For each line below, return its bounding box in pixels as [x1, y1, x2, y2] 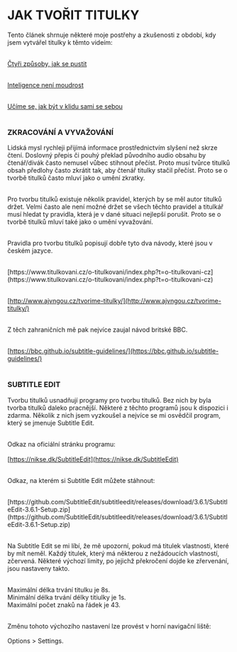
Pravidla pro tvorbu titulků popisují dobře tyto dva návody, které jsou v [7, 239, 213, 248]
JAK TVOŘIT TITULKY [7, 7, 140, 23]
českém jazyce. [7, 246, 53, 255]
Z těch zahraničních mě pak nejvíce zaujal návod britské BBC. [7, 325, 188, 334]
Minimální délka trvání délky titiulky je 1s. [7, 593, 126, 602]
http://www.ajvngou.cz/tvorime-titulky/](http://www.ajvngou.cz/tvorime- [9, 297, 221, 305]
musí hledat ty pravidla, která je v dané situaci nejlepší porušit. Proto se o [7, 210, 221, 219]
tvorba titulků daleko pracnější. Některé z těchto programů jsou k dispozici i [7, 403, 228, 412]
